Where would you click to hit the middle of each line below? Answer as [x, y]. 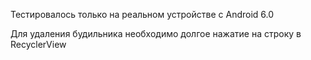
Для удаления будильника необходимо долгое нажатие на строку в [156, 33]
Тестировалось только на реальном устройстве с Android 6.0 [142, 14]
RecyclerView [38, 44]
